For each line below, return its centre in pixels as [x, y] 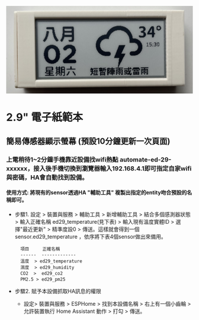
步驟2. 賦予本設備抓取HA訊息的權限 [58, 291]
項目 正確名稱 [40, 249]
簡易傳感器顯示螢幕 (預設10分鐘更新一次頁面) [88, 141]
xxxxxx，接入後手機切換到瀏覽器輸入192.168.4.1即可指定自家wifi [99, 168]
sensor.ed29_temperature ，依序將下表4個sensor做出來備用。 [91, 236]
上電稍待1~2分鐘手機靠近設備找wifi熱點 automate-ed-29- [89, 159]
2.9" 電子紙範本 [44, 117]
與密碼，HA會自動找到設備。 [47, 177]
